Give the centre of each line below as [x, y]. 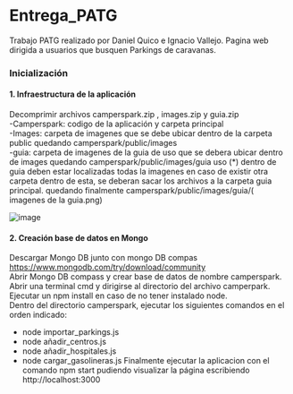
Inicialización [39, 73]
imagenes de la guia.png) [56, 200]
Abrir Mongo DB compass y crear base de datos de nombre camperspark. [146, 277]
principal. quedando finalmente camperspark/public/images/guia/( [132, 191]
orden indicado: [38, 315]
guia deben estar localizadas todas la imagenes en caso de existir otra [139, 172]
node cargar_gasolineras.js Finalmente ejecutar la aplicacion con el [146, 361]
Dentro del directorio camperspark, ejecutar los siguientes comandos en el [147, 305]
